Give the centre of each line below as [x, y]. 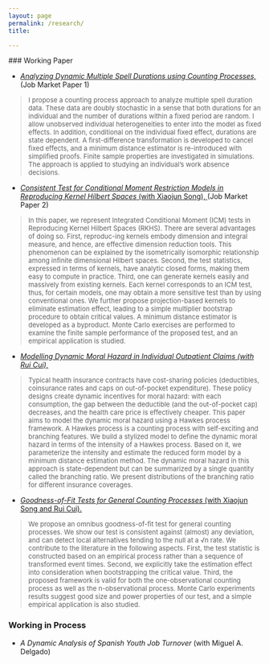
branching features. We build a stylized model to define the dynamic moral [143, 437]
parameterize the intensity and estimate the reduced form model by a [134, 453]
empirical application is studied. [77, 341]
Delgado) [35, 651]
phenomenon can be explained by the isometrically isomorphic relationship [143, 253]
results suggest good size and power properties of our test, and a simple [140, 597]
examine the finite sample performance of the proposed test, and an [133, 333]
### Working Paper [41, 60]
